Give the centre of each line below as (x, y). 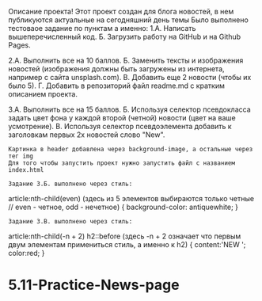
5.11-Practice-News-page (94, 285)
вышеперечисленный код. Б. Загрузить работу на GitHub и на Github (125, 36)
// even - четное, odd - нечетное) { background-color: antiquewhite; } (123, 207)
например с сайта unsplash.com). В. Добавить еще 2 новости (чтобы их (130, 77)
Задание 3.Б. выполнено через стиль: (70, 184)
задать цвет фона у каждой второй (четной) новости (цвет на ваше (122, 118)
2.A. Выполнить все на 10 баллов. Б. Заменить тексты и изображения (126, 60)
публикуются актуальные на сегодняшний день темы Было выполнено (129, 20)
